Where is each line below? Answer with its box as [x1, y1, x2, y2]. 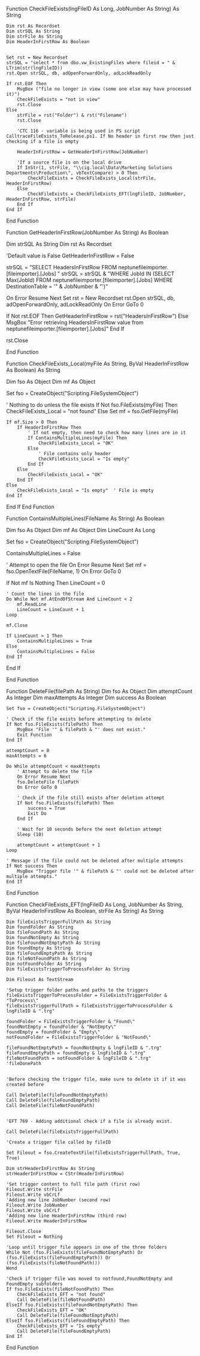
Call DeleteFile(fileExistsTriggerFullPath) [6, 1129, 119, 1135]
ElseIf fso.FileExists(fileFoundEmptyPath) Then [6, 1318, 130, 1324]
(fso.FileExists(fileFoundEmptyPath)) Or [6, 1255, 111, 1261]
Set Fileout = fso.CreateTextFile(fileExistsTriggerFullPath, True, [6, 1150, 181, 1156]
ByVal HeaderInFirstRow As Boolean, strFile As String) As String [6, 907, 164, 914]
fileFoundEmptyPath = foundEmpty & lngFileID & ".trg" [6, 1050, 146, 1056]
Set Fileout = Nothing [6, 1234, 63, 1240]
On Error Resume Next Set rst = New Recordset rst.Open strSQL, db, [6, 294, 175, 302]
